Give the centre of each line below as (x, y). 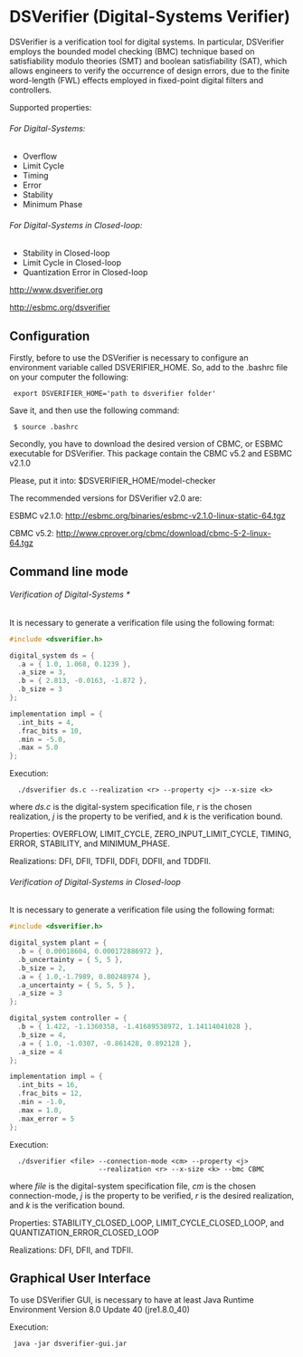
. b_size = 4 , (42, 1035)
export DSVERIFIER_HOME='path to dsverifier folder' (115, 394)
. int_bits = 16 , (48, 1085)
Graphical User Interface (80, 1278)
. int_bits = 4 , (46, 722)
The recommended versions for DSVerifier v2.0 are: (106, 498)
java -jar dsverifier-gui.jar (70, 1344)
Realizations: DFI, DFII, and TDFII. (71, 1250)
